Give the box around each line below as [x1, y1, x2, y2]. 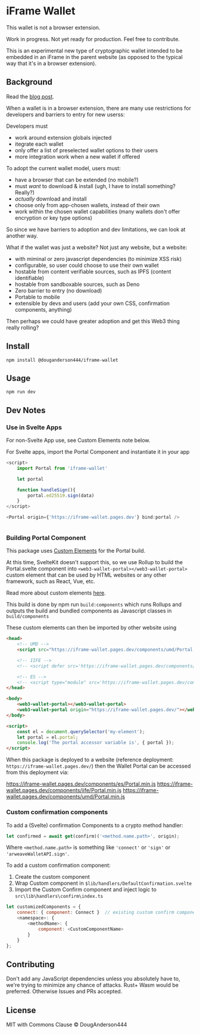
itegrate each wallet [14, 140, 64, 147]
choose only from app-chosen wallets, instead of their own [14, 201, 160, 208]
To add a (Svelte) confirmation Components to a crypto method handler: [6, 821, 183, 829]
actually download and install [14, 195, 87, 202]
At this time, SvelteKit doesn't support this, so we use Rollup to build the [6, 559, 183, 566]
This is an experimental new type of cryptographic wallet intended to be [6, 47, 183, 54]
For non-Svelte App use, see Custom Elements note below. [6, 437, 151, 444]
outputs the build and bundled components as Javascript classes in [6, 607, 172, 614]
